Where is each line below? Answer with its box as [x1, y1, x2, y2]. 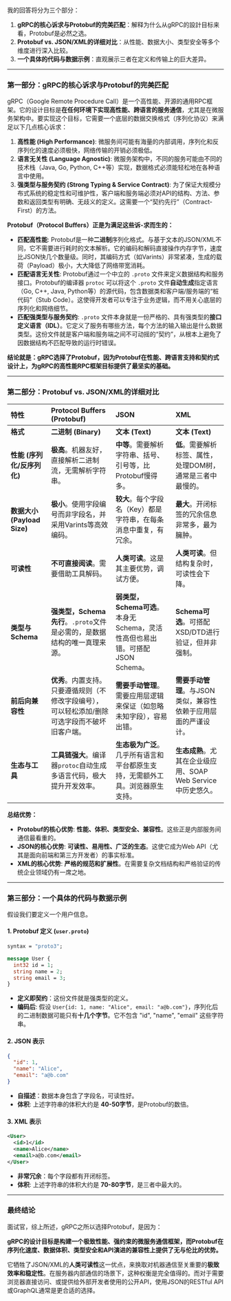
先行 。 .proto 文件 [51, 617, 107, 626]
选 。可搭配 [175, 617, 210, 626]
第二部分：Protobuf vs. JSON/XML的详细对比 [7, 387, 159, 397]
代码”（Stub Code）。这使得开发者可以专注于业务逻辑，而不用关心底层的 [16, 296, 222, 304]
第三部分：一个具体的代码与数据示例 [7, 893, 127, 903]
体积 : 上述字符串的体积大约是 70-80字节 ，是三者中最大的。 [16, 1180, 186, 1188]
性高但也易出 [115, 633, 157, 643]
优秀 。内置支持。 [51, 675, 107, 685]
